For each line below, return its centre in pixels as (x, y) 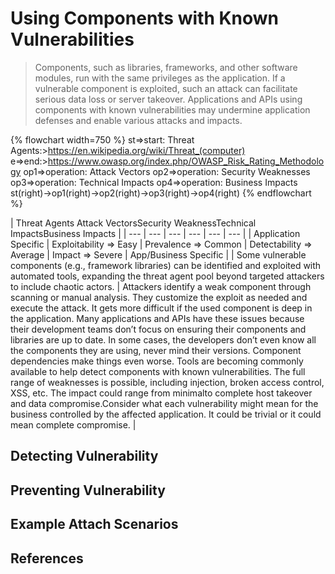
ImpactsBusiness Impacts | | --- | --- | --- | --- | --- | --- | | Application (155, 233)
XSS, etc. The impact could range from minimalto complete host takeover (161, 393)
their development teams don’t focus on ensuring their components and (158, 329)
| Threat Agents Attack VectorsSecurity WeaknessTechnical (133, 223)
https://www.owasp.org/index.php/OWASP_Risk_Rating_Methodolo (186, 161)
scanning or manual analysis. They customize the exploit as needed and (159, 297)
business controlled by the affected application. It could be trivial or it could (166, 414)
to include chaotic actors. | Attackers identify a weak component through (161, 286)
